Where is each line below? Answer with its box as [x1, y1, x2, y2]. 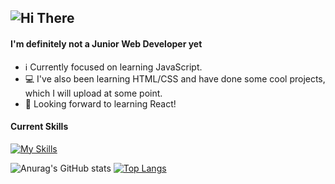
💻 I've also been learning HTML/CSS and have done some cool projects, [24, 72, 326, 85]
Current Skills [10, 121, 69, 133]
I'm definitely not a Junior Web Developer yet [10, 37, 203, 50]
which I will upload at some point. [24, 87, 163, 99]
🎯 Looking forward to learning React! [24, 97, 177, 110]
